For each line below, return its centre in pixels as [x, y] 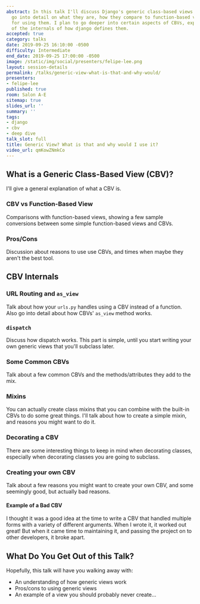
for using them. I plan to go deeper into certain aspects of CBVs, [98, 23]
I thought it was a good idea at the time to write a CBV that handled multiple [99, 518]
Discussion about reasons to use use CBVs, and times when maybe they [95, 251]
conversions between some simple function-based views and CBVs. [90, 223]
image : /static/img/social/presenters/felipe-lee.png [74, 61]
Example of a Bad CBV [34, 505]
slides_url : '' [25, 106]
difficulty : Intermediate [38, 51]
